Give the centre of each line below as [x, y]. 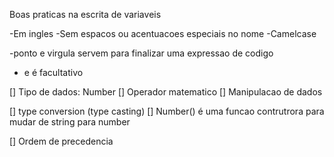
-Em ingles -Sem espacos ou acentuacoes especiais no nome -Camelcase [163, 33]
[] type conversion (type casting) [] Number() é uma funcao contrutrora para [167, 111]
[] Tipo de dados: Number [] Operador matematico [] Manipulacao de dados [166, 92]
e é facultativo [53, 72]
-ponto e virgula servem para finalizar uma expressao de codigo [141, 53]
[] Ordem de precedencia [61, 141]
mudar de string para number [70, 122]
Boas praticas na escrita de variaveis [85, 14]
